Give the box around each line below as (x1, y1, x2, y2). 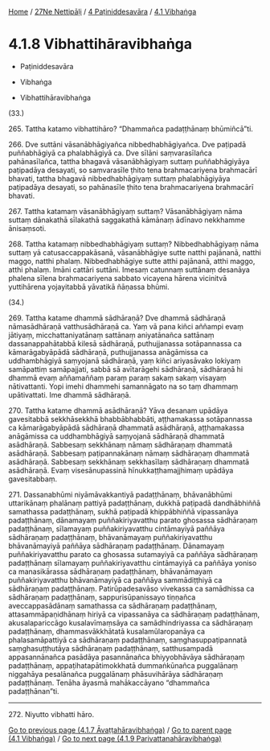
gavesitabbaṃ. (8, 474, 58, 484)
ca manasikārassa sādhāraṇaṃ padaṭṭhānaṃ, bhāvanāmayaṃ (8, 567, 213, 576)
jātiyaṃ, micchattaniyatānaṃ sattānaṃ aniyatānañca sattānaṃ (8, 330, 215, 340)
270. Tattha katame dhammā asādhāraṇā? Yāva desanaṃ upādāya (8, 406, 228, 415)
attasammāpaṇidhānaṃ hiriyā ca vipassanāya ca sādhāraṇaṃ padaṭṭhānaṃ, (8, 609, 260, 619)
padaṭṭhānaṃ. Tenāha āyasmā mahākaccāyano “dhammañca (8, 678, 211, 687)
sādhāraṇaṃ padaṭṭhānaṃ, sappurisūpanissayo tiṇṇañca (8, 592, 196, 602)
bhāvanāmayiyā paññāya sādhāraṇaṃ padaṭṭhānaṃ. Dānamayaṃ (8, 541, 225, 551)
